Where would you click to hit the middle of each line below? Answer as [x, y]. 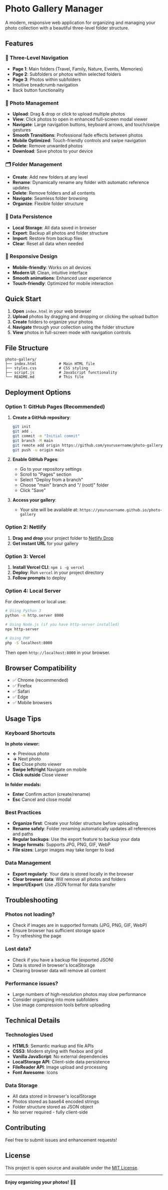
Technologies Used [29, 1035]
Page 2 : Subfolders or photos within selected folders [67, 74]
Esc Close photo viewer [37, 764]
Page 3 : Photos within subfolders [46, 79]
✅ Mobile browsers [32, 703]
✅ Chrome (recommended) [40, 680]
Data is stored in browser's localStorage [53, 965]
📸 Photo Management [32, 103]
